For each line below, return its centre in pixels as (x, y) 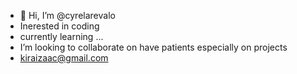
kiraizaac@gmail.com (64, 58)
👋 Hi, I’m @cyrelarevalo (67, 15)
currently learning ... (61, 36)
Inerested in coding (59, 26)
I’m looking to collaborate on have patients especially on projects (153, 47)
